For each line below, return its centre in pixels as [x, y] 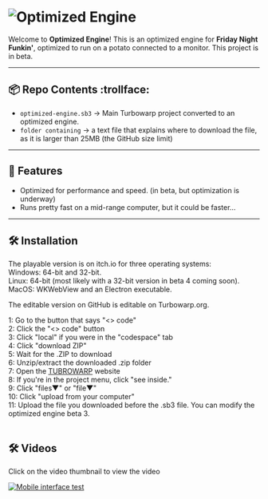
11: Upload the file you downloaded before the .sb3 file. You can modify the [132, 405]
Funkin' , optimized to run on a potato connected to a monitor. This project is [134, 47]
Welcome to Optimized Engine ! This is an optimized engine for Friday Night [133, 39]
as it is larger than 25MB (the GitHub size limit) [96, 138]
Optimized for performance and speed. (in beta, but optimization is [129, 190]
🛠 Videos [33, 448]
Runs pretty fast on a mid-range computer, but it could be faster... [128, 207]
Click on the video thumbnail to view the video [85, 472]
